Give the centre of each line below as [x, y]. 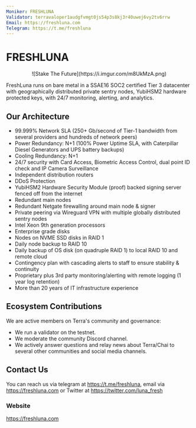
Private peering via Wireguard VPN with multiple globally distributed [97, 213]
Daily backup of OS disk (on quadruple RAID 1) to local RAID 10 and [96, 250]
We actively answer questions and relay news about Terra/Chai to [94, 345]
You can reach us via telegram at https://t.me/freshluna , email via [86, 384]
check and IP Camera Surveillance [56, 168]
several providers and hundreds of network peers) [76, 137]
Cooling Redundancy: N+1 [46, 156]
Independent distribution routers [54, 175]
